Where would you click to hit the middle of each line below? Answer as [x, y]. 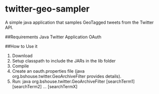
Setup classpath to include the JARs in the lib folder [64, 61]
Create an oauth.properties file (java [48, 71]
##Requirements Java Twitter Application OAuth [53, 37]
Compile [20, 66]
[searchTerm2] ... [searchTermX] [45, 86]
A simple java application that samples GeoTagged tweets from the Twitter [79, 22]
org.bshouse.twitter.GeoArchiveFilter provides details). [67, 76]
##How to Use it [21, 46]
